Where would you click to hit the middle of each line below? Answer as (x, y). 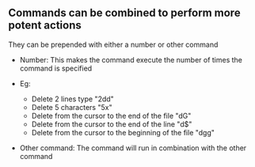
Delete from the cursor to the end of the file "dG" (111, 116)
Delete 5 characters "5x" (72, 107)
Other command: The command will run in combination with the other (133, 148)
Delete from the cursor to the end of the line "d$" (112, 124)
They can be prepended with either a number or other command (113, 44)
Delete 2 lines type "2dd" (73, 99)
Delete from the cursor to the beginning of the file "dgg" (123, 132)
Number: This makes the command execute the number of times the (131, 59)
